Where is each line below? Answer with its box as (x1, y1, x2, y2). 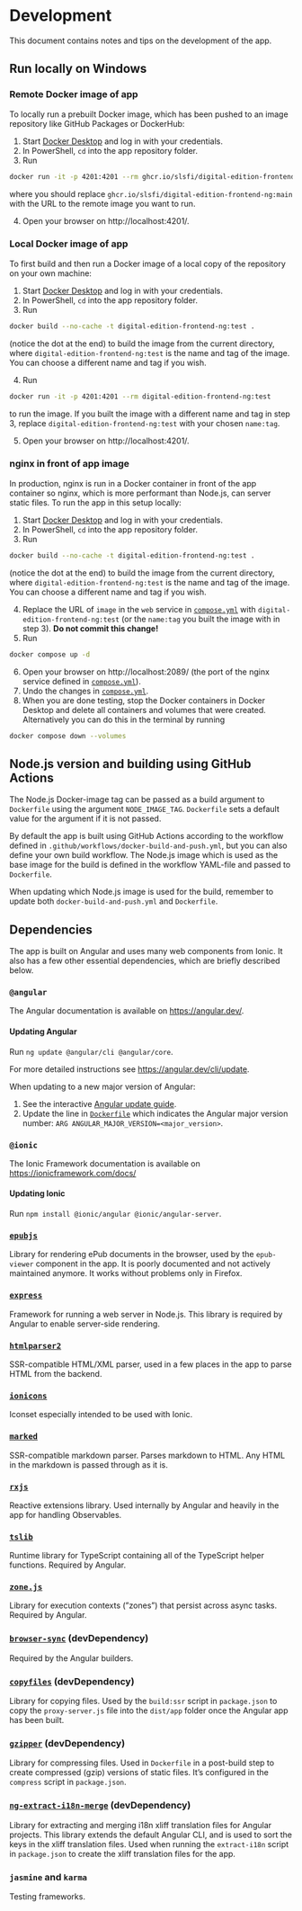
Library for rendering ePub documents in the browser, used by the (9, 1249, 254, 1260)
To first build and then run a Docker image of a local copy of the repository (9, 258, 286, 269)
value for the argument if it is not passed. (9, 813, 162, 824)
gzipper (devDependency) (9, 1737, 126, 1749)
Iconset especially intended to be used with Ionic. (9, 1409, 193, 1420)
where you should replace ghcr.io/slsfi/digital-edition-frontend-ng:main (9, 188, 293, 199)
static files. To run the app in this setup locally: (9, 496, 182, 508)
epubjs (9, 1231, 39, 1241)
